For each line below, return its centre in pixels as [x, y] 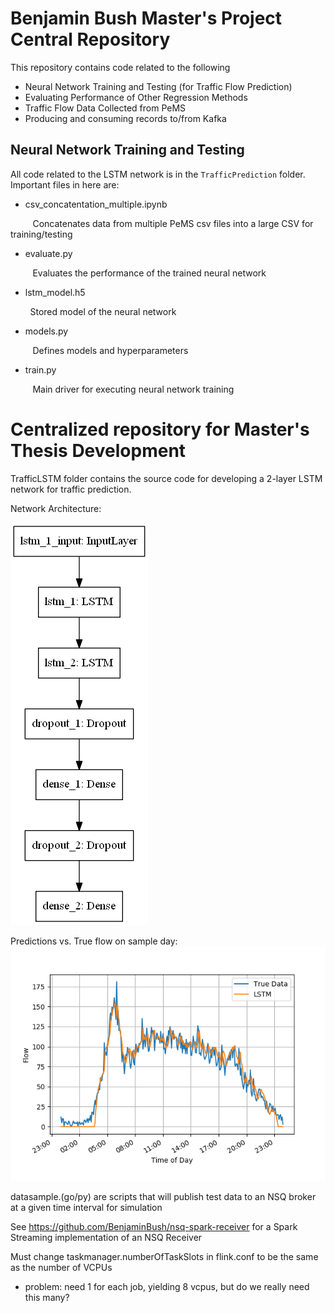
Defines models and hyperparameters [110, 350]
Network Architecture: [56, 508]
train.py [40, 369]
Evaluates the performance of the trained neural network [149, 273]
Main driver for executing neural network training [133, 389]
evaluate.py [48, 253]
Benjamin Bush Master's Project [146, 18]
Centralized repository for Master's [160, 429]
